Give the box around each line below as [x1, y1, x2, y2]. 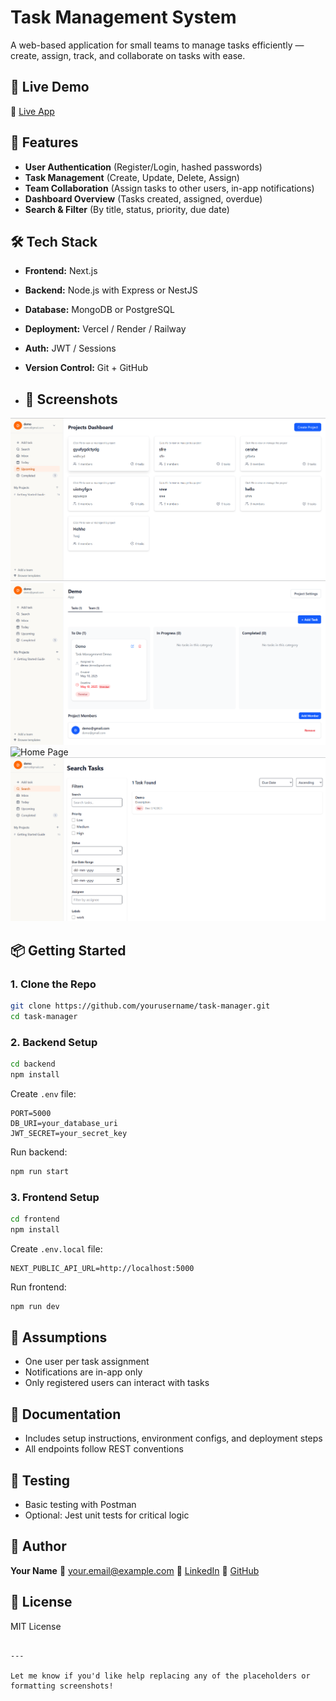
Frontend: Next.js [24, 265, 98, 277]
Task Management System [10, 6, 237, 29]
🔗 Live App [10, 105, 55, 117]
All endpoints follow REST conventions [24, 1443, 184, 1455]
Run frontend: [10, 1281, 67, 1293]
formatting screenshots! [10, 1681, 114, 1691]
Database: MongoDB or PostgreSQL [24, 304, 175, 316]
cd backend [10, 1059, 56, 1069]
